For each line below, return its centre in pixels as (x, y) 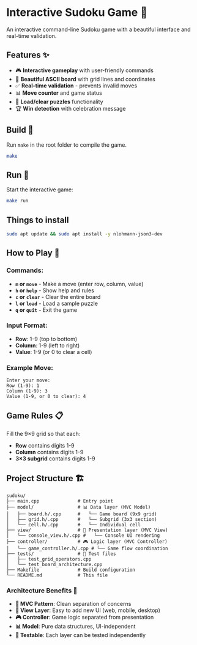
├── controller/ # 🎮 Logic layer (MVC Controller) (87, 541)
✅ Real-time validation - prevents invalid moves (76, 86)
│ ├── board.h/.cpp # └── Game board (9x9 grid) (82, 514)
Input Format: (27, 325)
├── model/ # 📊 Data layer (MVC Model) (79, 507)
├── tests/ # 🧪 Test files (61, 554)
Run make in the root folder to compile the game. (67, 145)
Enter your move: (28, 381)
